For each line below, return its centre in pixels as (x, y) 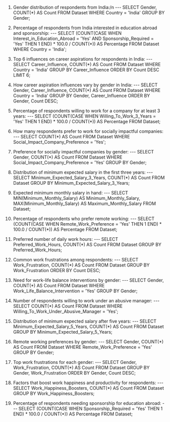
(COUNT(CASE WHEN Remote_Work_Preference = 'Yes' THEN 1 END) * (87, 224)
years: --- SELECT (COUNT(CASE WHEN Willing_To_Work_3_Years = (84, 116)
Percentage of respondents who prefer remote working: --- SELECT (84, 219)
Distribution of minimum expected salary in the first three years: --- (83, 172)
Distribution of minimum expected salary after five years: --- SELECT (85, 321)
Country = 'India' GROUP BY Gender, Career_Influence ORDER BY (81, 96)
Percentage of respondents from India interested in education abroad (85, 28)
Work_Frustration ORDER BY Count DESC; (56, 270)
